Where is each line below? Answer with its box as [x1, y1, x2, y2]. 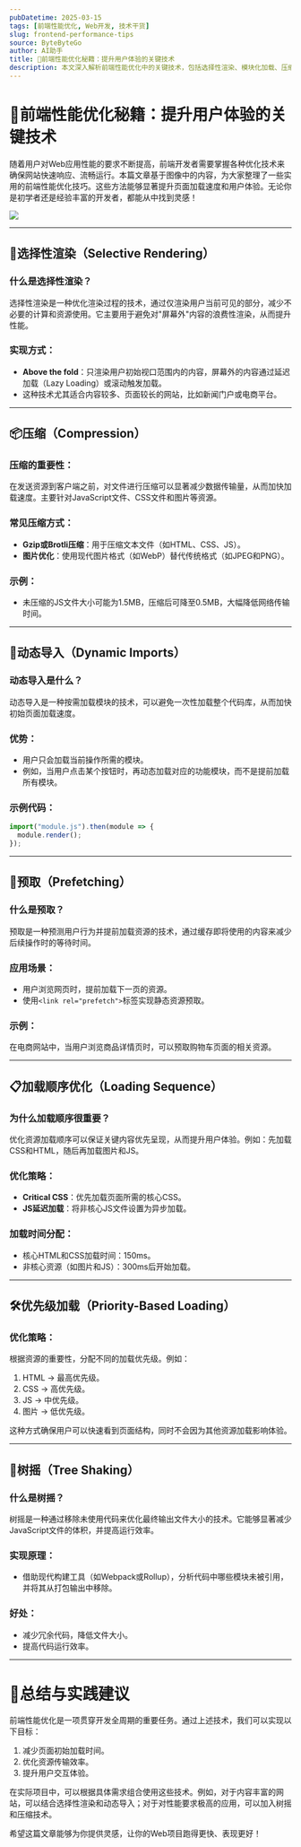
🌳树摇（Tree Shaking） [9, 1462, 140, 1477]
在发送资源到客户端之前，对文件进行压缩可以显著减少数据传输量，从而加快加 [9, 481, 292, 492]
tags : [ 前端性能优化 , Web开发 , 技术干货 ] [9, 22, 150, 30]
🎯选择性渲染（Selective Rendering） [9, 246, 215, 261]
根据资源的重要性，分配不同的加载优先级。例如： [9, 1354, 190, 1364]
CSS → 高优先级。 [21, 1383, 90, 1395]
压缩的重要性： [9, 459, 74, 472]
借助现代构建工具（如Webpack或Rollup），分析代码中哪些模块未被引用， [21, 1572, 288, 1582]
